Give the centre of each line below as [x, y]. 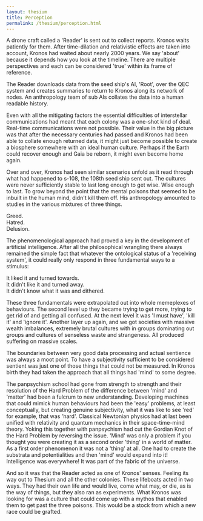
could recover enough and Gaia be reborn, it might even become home [95, 154]
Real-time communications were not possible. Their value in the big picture [100, 128]
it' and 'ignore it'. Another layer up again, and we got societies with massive [101, 322]
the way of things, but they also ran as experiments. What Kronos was [94, 493]
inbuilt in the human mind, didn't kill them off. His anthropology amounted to [101, 198]
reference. [19, 73]
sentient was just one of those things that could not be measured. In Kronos [101, 366]
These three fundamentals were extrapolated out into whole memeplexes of [101, 303]
